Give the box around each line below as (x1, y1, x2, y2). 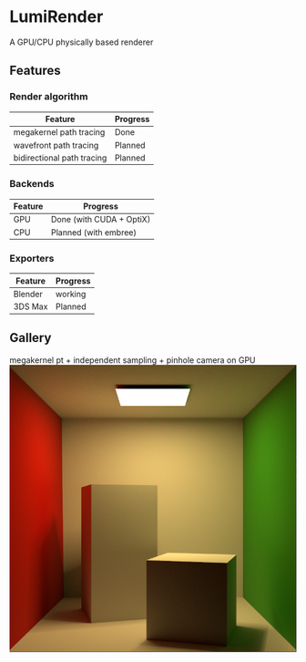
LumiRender (9, 6, 104, 27)
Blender (13, 289, 43, 300)
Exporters (9, 253, 55, 265)
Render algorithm (9, 90, 88, 103)
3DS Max (13, 301, 48, 312)
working (56, 289, 87, 300)
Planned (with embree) (50, 226, 137, 238)
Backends (9, 178, 55, 191)
